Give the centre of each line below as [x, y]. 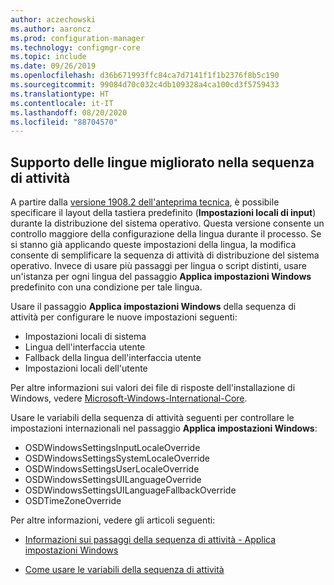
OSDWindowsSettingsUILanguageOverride [113, 480]
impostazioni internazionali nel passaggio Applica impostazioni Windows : [164, 428]
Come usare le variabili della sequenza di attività [124, 570]
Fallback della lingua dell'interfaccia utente [113, 358]
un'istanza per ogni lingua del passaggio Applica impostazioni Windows [161, 277]
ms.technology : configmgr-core [75, 47]
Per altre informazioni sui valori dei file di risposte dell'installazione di [153, 388]
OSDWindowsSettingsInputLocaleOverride [112, 448]
